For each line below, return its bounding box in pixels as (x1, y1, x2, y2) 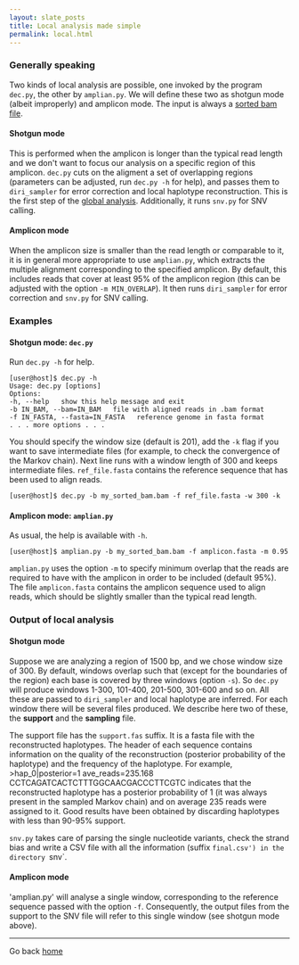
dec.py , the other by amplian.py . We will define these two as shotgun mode (9, 88, 285, 99)
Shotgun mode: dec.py (9, 336, 93, 348)
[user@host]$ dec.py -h (9, 374, 98, 384)
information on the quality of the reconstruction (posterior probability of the (9, 748, 287, 759)
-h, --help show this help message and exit (9, 398, 185, 407)
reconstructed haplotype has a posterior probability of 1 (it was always (9, 787, 268, 797)
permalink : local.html (9, 29, 93, 38)
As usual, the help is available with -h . (9, 530, 149, 540)
